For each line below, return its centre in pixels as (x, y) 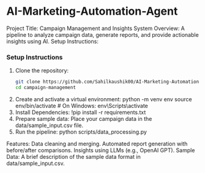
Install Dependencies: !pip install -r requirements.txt (80, 112)
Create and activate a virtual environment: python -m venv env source (103, 99)
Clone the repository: (42, 71)
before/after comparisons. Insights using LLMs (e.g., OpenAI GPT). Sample (101, 150)
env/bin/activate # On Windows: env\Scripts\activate (81, 106)
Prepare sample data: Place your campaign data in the (84, 118)
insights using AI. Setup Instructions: (53, 41)
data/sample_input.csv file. (49, 125)
